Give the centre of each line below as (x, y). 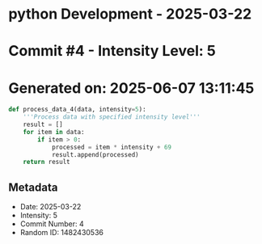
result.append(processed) (95, 154)
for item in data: (54, 132)
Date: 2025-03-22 (51, 207)
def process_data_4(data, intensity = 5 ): (78, 110)
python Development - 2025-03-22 (130, 14)
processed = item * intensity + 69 (112, 147)
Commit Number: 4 (52, 224)
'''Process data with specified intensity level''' (112, 117)
